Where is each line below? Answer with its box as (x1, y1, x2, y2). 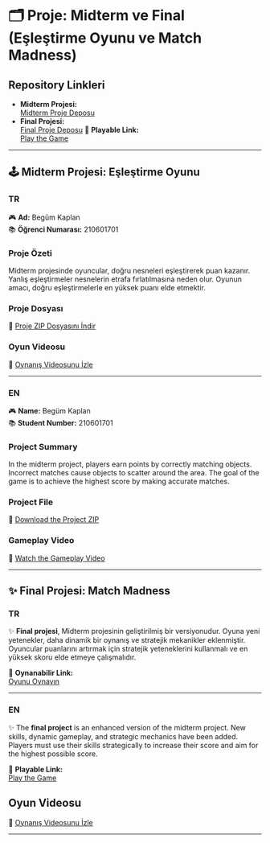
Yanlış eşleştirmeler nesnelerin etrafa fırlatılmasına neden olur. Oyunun (8, 274, 243, 284)
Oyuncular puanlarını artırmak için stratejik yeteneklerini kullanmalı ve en (8, 644, 248, 654)
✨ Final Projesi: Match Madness (8, 584, 171, 598)
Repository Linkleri (8, 78, 105, 92)
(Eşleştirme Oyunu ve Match (8, 29, 202, 47)
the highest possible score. (8, 749, 98, 759)
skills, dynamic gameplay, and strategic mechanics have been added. (8, 731, 239, 741)
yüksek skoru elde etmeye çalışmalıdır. (8, 652, 137, 662)
